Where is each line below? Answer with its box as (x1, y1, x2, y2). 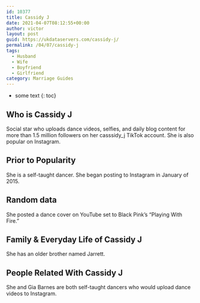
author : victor (6, 25, 44, 32)
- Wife (11, 59, 28, 65)
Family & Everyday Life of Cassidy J (6, 234, 143, 244)
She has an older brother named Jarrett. (6, 250, 105, 257)
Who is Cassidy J (6, 109, 72, 120)
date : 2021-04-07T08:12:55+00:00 (6, 20, 90, 26)
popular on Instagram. (6, 138, 61, 145)
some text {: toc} (14, 92, 57, 99)
